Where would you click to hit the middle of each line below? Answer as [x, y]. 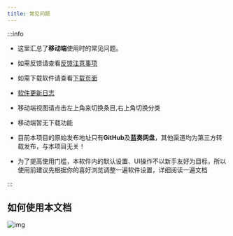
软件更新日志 [36, 92]
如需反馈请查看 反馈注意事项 [57, 63]
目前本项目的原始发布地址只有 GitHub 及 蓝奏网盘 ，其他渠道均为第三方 [117, 137]
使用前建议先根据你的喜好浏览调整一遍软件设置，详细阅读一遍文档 [112, 169]
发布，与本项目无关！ [54, 146]
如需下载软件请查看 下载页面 [57, 78]
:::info [15, 34]
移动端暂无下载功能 [45, 123]
